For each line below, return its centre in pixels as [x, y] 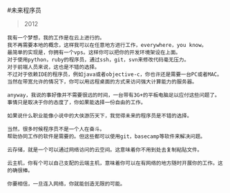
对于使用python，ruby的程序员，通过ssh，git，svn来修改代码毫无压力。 [98, 60]
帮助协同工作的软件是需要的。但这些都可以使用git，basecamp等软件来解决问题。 [106, 136]
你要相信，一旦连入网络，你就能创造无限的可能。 [66, 184]
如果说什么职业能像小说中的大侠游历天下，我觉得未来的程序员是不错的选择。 [100, 116]
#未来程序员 [24, 10]
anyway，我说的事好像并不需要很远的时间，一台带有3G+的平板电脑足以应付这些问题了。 [114, 95]
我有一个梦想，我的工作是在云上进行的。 [56, 38]
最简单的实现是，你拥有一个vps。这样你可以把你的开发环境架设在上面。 [94, 52]
